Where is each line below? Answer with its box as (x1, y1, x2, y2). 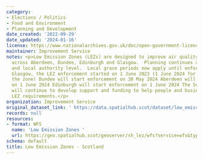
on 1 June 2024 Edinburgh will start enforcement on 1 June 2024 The (11, 82, 190, 88)
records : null (6, 110, 42, 116)
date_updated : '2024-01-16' (6, 37, 77, 43)
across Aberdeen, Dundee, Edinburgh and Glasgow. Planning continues (11, 59, 193, 65)
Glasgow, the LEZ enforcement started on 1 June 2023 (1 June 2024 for (11, 71, 196, 77)
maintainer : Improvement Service (6, 48, 91, 54)
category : (6, 8, 31, 15)
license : (6, 43, 28, 49)
